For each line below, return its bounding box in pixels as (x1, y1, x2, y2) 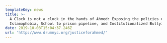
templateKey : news (5, 7, 43, 12)
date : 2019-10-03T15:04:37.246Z (5, 26, 72, 31)
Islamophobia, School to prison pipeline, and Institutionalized (9, 21, 148, 26)
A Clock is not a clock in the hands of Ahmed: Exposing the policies (9, 16, 159, 21)
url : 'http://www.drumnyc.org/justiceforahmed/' (5, 30, 108, 35)
